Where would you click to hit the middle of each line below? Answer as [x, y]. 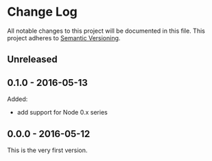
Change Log [42, 12]
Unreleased [33, 60]
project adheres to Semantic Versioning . [64, 38]
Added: [17, 99]
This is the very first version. [47, 150]
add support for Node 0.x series [62, 113]
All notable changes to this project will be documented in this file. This [106, 31]
